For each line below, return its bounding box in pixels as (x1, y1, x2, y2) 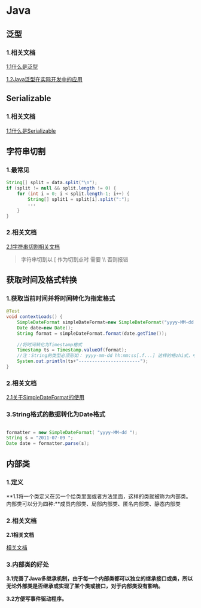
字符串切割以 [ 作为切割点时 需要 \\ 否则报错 (20, 255, 129, 263)
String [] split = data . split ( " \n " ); (6, 180, 98, 186)
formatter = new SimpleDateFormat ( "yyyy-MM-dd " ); (6, 429, 138, 435)
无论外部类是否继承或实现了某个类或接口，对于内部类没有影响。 (6, 582, 163, 589)
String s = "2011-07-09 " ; (6, 435, 74, 441)
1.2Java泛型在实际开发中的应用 (6, 75, 83, 83)
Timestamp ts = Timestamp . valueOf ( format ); (17, 347, 127, 353)
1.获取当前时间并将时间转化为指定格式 (6, 294, 115, 303)
